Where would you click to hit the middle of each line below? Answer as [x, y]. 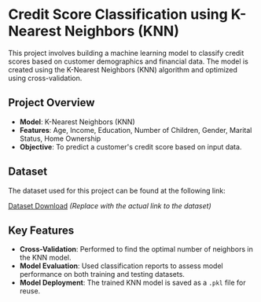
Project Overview [51, 103]
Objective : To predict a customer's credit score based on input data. [130, 146]
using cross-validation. [45, 78]
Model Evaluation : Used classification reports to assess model [121, 266]
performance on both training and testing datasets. [102, 274]
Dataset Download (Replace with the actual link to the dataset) [110, 205]
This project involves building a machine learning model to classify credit [126, 53]
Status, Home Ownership [60, 138]
